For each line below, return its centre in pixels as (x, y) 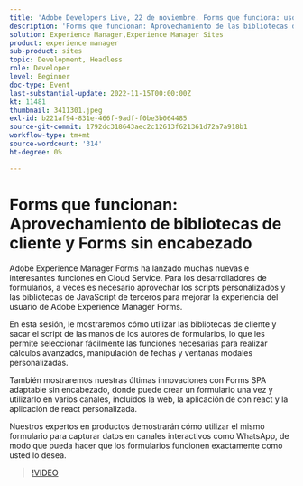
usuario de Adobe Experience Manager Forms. (96, 306)
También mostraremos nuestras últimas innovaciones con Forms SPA (138, 379)
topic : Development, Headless (66, 60)
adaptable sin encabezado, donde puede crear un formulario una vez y (141, 389)
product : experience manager (64, 43)
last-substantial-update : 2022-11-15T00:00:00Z (101, 93)
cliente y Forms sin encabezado (131, 243)
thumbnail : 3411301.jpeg (56, 110)
